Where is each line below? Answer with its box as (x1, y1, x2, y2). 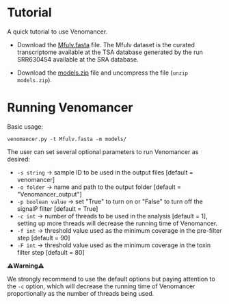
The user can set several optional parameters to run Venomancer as (7, 147, 199, 155)
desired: (7, 155, 31, 163)
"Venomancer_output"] (16, 190, 82, 198)
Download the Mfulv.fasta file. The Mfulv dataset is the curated (16, 40, 195, 49)
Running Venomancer (7, 100, 133, 116)
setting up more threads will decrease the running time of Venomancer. (16, 219, 218, 227)
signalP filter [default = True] (16, 204, 98, 213)
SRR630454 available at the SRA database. (16, 55, 139, 63)
